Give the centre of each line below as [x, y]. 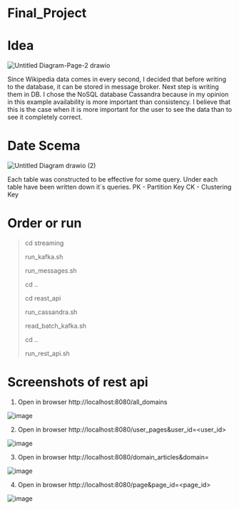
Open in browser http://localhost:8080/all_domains [92, 402]
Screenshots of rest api [78, 382]
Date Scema [44, 146]
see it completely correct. [45, 117]
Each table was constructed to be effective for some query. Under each [113, 179]
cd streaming [44, 243]
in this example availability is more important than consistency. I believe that [119, 102]
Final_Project [47, 13]
